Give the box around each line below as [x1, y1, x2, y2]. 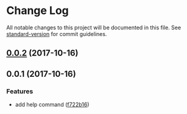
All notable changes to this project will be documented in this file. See [6, 24, 182, 31]
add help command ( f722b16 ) [15, 101, 90, 109]
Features [6, 87, 34, 95]
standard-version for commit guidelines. [6, 30, 107, 37]
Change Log [6, 4, 69, 18]
